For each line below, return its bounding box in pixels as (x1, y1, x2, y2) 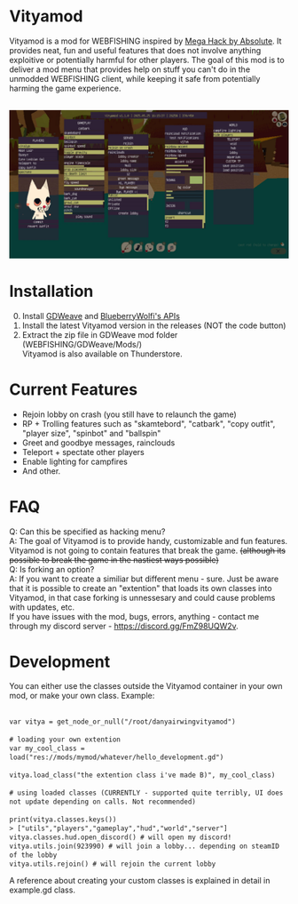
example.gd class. (9, 884, 75, 895)
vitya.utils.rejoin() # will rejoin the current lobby (9, 860, 216, 868)
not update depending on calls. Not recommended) (9, 797, 197, 806)
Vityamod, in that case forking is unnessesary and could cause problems (9, 592, 276, 603)
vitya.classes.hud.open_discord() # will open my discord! (9, 833, 232, 842)
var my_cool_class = (9, 744, 86, 753)
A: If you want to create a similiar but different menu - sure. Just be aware (9, 573, 279, 584)
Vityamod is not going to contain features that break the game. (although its (9, 545, 286, 556)
